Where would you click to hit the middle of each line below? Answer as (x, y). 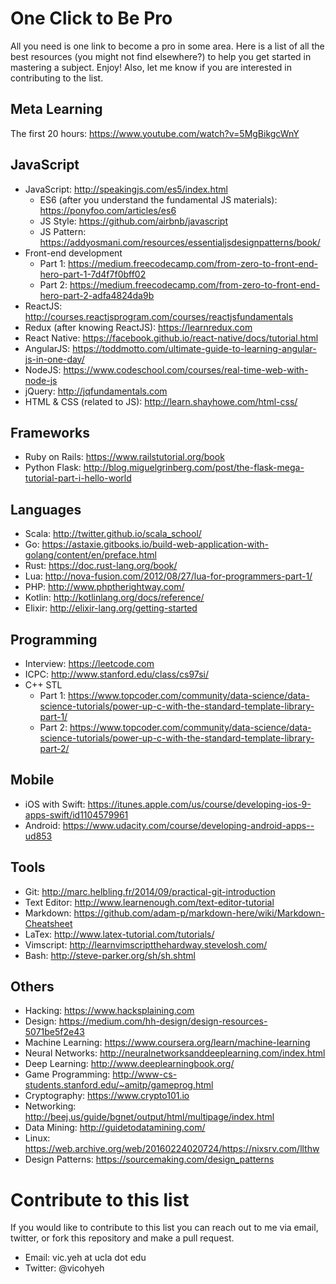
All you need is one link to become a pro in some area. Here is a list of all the (167, 46)
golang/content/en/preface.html (90, 555)
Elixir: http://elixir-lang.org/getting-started (111, 608)
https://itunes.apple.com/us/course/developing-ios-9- (199, 804)
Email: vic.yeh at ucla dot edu (85, 1258)
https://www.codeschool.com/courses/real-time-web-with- (186, 369)
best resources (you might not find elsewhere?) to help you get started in (161, 56)
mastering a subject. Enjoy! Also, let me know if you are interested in (151, 67)
